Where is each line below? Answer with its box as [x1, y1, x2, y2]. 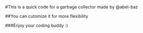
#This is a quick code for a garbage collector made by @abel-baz [5, 4, 139, 10]
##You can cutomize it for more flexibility [5, 13, 88, 19]
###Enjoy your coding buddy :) [5, 22, 68, 28]
